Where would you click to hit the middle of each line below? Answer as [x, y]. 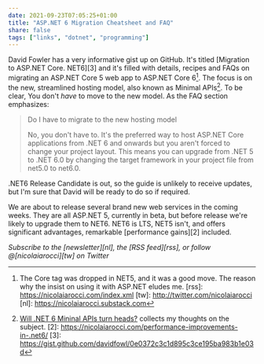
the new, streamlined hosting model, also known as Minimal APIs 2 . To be [126, 86]
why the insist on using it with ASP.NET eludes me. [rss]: [111, 286]
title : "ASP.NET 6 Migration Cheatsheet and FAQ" [91, 23]
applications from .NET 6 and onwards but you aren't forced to [128, 143]
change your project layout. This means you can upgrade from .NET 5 [140, 151]
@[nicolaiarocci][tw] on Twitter [59, 256]
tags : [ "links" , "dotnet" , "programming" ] [79, 37]
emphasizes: [29, 104]
